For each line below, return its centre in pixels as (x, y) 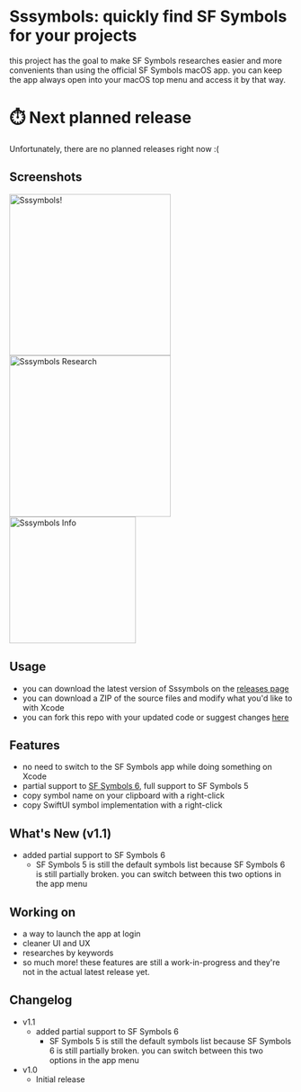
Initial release (60, 1079)
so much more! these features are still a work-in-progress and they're (151, 962)
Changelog (41, 1000)
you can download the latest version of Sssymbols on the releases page (155, 688)
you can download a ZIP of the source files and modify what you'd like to (157, 698)
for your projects (73, 36)
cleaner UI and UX (56, 943)
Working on (43, 912)
